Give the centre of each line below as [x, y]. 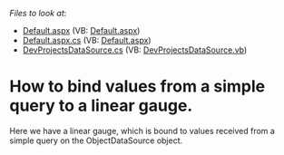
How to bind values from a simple [137, 87]
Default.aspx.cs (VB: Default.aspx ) [87, 40]
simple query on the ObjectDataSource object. [96, 140]
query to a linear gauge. [101, 106]
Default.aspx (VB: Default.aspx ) [81, 30]
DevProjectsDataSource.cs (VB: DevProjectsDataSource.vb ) [135, 50]
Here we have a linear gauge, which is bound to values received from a [142, 131]
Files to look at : [38, 13]
